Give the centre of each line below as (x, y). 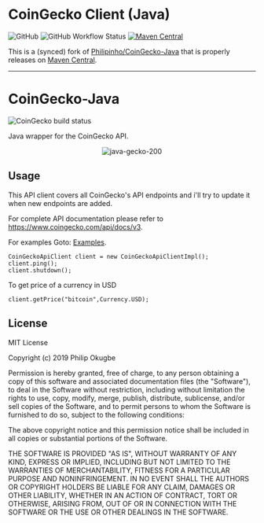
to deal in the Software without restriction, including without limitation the (126, 389)
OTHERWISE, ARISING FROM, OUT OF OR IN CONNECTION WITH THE (123, 503)
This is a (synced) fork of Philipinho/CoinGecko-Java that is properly (119, 51)
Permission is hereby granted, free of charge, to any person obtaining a (124, 373)
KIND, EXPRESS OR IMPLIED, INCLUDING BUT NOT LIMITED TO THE (119, 462)
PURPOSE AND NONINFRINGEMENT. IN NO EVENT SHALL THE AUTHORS (129, 478)
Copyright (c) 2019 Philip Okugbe (62, 357)
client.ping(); (33, 263)
